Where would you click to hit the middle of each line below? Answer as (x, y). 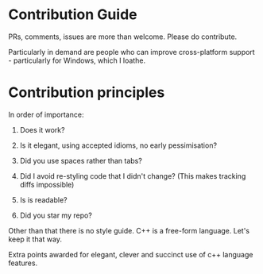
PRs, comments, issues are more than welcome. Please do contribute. (123, 37)
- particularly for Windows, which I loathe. (77, 60)
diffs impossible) (47, 184)
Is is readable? (43, 199)
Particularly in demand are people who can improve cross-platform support (132, 52)
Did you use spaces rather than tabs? (81, 160)
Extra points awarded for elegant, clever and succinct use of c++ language (131, 254)
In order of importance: (46, 114)
